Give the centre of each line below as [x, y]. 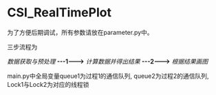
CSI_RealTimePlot [60, 13]
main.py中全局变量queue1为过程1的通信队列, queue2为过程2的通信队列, [108, 76]
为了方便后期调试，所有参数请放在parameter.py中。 [80, 32]
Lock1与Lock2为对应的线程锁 [48, 84]
